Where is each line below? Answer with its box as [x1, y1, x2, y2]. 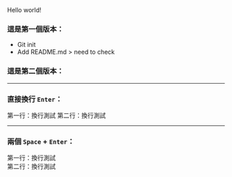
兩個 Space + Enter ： [7, 136, 75, 146]
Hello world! [7, 6, 41, 14]
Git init [17, 41, 36, 49]
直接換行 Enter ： [7, 94, 63, 104]
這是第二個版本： [7, 66, 64, 76]
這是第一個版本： [7, 24, 64, 34]
